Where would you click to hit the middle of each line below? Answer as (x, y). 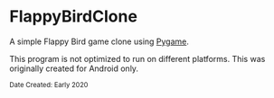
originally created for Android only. (74, 68)
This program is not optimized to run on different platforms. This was (137, 58)
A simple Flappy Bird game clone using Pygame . (99, 41)
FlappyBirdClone (74, 17)
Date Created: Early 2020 (49, 85)
